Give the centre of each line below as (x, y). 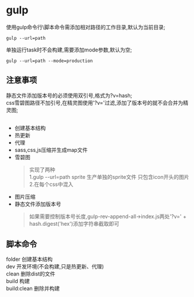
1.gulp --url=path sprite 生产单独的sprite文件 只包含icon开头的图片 (109, 177)
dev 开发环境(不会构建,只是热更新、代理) (55, 266)
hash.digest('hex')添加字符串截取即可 (74, 224)
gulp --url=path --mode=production (50, 61)
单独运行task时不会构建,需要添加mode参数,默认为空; (69, 50)
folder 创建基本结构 (29, 259)
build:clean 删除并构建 (33, 288)
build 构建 (18, 281)
